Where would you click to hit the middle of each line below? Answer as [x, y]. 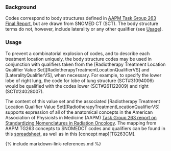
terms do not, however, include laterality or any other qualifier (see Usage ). [84, 29]
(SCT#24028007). [25, 91]
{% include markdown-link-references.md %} [53, 143]
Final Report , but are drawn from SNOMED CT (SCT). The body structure [82, 23]
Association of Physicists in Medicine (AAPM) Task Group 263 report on [81, 117]
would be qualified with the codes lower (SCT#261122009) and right [77, 86]
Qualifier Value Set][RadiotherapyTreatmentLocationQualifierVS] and [77, 69]
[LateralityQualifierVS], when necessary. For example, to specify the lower [83, 75]
